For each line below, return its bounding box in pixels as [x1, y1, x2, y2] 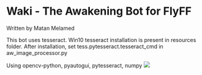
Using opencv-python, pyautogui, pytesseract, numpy [6, 62, 143, 69]
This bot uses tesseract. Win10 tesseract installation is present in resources [6, 36, 196, 43]
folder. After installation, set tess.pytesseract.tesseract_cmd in [6, 43, 163, 50]
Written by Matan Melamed [6, 24, 75, 32]
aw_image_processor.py [6, 49, 68, 56]
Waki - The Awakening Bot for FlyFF [6, 4, 192, 18]
